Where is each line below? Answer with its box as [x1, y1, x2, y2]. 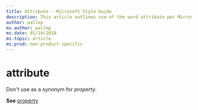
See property [6, 97, 38, 104]
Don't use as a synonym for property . [6, 85, 97, 92]
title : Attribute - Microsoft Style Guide [6, 8, 112, 15]
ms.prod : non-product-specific [6, 42, 83, 47]
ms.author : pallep [6, 25, 51, 31]
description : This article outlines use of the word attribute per [6, 14, 176, 20]
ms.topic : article [6, 36, 51, 42]
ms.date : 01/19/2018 [6, 30, 57, 36]
